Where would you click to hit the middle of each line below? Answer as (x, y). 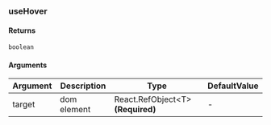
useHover (28, 11)
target (24, 104)
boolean (21, 47)
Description (83, 86)
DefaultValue (233, 86)
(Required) (135, 110)
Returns (22, 30)
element (75, 110)
